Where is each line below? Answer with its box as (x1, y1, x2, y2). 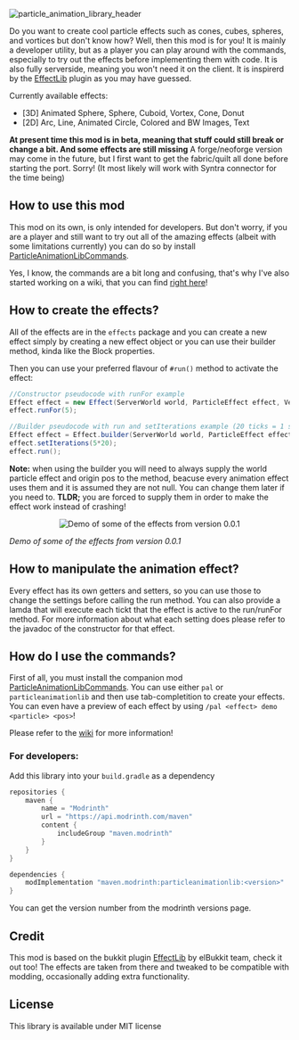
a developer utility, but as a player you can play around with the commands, (9, 45, 287, 55)
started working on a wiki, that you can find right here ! (9, 277, 208, 287)
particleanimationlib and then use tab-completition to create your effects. (9, 691, 286, 702)
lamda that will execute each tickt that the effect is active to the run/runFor (9, 604, 282, 615)
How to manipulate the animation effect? (9, 562, 239, 577)
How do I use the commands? (9, 648, 176, 664)
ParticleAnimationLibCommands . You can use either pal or (9, 682, 224, 693)
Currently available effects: (9, 90, 109, 101)
